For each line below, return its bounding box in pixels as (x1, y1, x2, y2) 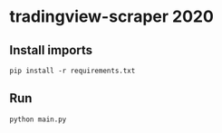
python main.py (9, 115, 67, 124)
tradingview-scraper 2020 (9, 6, 215, 27)
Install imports (9, 43, 93, 58)
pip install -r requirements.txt (9, 66, 136, 75)
